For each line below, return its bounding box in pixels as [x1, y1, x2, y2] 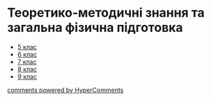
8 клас [17, 65, 37, 73]
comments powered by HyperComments [7, 86, 124, 94]
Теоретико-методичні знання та [7, 5, 205, 21]
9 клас [17, 72, 37, 81]
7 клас [17, 57, 37, 65]
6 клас [17, 50, 37, 59]
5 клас [17, 42, 37, 51]
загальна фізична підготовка [7, 20, 183, 36]
